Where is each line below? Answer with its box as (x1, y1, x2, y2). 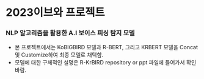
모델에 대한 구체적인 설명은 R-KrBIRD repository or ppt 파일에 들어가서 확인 (14, 59, 197, 66)
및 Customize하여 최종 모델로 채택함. (14, 51, 104, 58)
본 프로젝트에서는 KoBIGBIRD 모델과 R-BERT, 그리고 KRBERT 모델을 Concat (14, 44, 199, 51)
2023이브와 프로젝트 (5, 5, 105, 19)
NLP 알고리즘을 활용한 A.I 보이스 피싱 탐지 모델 (5, 29, 135, 37)
